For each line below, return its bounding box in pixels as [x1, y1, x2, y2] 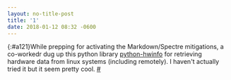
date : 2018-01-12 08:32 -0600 [7, 23, 97, 30]
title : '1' [7, 17, 40, 24]
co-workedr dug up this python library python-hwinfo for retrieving [7, 50, 203, 58]
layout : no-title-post [7, 10, 74, 18]
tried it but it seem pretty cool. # [7, 65, 101, 74]
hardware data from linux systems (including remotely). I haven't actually [7, 58, 220, 66]
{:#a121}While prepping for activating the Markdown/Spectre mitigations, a [7, 43, 224, 51]
